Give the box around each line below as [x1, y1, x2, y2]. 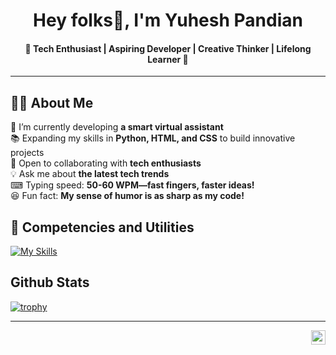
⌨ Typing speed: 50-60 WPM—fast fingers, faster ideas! [10, 179, 255, 191]
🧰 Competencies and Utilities [10, 219, 195, 236]
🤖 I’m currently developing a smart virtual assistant [10, 121, 224, 133]
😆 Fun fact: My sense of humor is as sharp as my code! [10, 190, 245, 202]
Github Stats [10, 274, 90, 291]
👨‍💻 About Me [10, 94, 94, 111]
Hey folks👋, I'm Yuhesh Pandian [33, 9, 303, 32]
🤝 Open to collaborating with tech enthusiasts [10, 157, 202, 169]
